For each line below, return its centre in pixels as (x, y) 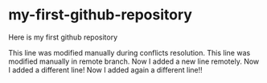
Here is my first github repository (63, 37)
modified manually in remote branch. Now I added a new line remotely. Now (134, 61)
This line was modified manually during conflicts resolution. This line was (129, 52)
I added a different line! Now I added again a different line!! (105, 69)
